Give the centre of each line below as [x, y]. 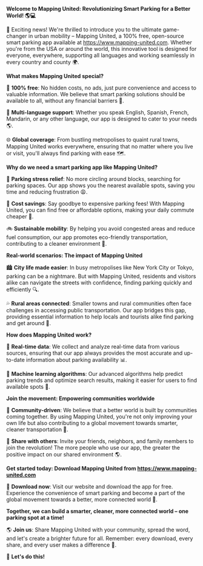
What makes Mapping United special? [55, 76]
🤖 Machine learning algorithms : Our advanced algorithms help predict [95, 374]
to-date [16, 360]
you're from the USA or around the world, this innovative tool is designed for [101, 49]
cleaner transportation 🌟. [37, 429]
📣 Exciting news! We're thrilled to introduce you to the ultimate [84, 29]
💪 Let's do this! [26, 557]
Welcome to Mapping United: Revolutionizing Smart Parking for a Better [98, 9]
